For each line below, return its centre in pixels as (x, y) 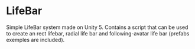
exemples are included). (35, 40)
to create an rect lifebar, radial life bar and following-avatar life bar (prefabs (98, 33)
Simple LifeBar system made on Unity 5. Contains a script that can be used (97, 27)
